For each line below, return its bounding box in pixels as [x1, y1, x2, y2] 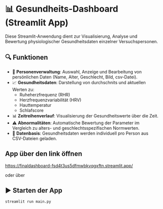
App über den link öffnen [5, 150, 82, 158]
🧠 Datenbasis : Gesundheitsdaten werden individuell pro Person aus [12, 130, 149, 136]
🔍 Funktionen [5, 53, 48, 62]
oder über [5, 172, 25, 178]
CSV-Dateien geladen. [12, 135, 57, 141]
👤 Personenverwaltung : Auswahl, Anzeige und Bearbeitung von [12, 69, 142, 74]
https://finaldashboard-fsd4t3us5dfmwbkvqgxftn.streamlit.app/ [5, 163, 133, 168]
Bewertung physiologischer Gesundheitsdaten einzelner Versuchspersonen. [5, 38, 158, 44]
